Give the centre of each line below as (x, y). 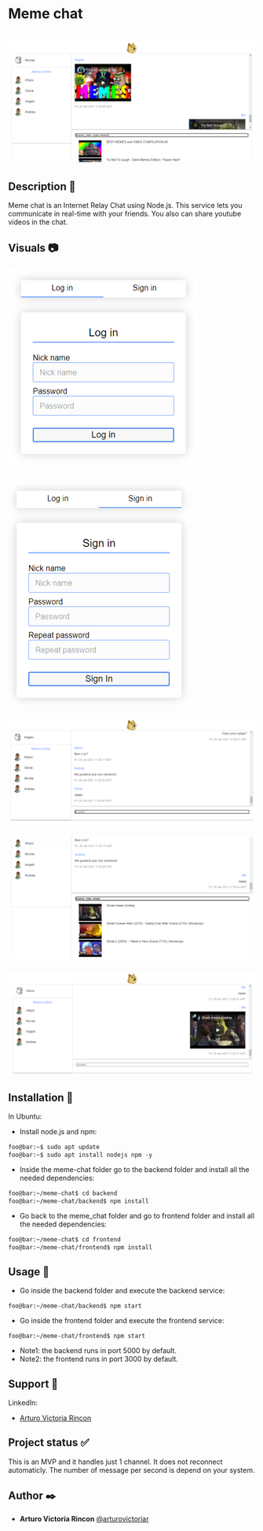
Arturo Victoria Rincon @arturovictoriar (84, 1518)
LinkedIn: (23, 1403)
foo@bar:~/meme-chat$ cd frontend (65, 1240)
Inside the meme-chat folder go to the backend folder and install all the (134, 1170)
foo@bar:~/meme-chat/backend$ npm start (75, 1306)
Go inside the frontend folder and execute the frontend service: (122, 1321)
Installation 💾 (41, 1098)
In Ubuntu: (25, 1117)
